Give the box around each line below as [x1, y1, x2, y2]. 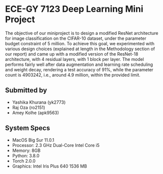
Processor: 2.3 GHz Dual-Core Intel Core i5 [12, 142, 100, 148]
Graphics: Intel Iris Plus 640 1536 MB [12, 163, 87, 169]
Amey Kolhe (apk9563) [12, 110, 59, 116]
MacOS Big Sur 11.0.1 [12, 137, 54, 143]
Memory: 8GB [12, 147, 41, 153]
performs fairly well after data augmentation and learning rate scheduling [5, 61, 153, 67]
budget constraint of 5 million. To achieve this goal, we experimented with [5, 40, 155, 46]
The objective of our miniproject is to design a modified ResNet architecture [5, 30, 159, 36]
